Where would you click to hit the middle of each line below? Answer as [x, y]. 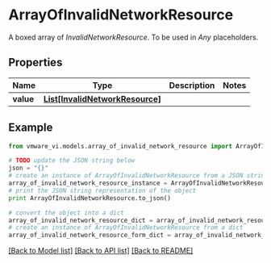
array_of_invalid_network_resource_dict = [81, 220]
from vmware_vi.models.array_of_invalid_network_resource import [120, 146]
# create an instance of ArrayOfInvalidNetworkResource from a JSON [126, 176]
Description [192, 85]
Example [31, 128]
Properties [35, 63]
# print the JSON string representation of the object [102, 190]
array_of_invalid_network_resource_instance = [88, 183]
